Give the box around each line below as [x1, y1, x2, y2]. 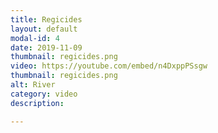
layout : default [10, 24, 78, 34]
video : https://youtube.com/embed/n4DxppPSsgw [10, 61, 208, 71]
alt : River [10, 80, 56, 90]
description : [10, 98, 65, 108]
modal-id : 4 [10, 33, 60, 43]
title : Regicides [10, 14, 83, 25]
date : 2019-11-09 [10, 42, 83, 53]
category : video [10, 89, 78, 99]
